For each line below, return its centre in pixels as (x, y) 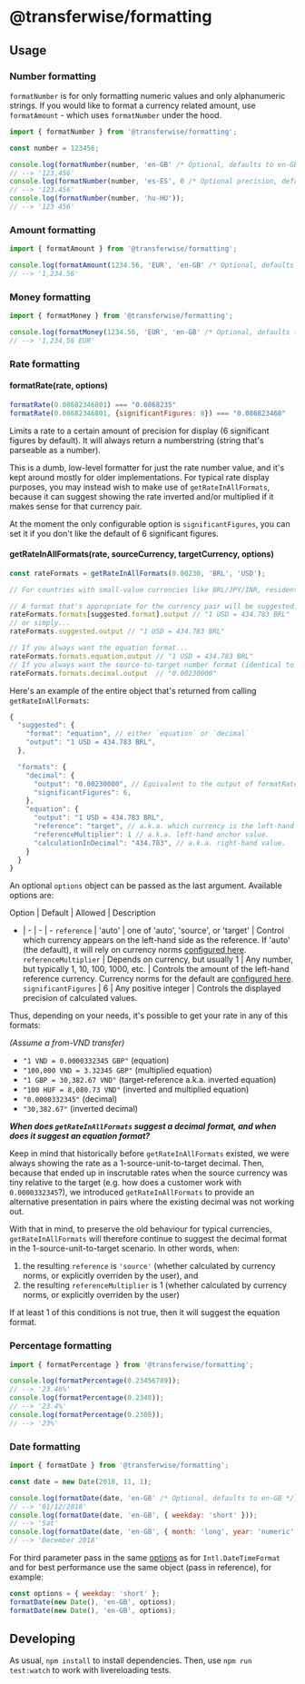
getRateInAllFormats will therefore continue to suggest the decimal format (148, 1239)
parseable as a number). (55, 450)
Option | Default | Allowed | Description (83, 913)
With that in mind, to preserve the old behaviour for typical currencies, (141, 1229)
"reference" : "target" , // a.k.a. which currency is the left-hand (164, 827)
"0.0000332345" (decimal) (70, 1099)
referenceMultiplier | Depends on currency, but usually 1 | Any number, (157, 959)
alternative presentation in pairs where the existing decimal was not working (152, 1202)
